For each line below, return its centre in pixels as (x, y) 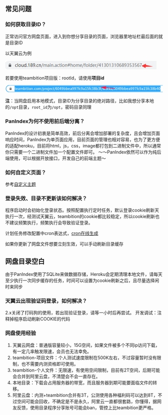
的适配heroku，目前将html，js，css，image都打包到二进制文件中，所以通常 (83, 145)
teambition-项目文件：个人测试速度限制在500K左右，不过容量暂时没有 (85, 357)
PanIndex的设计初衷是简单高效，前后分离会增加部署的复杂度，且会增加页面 (83, 133)
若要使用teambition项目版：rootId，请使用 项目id (55, 78)
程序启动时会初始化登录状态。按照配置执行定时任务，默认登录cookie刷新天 (82, 210)
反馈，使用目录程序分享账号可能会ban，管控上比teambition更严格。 (86, 407)
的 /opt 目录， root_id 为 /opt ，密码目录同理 (48, 107)
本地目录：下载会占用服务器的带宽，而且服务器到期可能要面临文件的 (82, 382)
